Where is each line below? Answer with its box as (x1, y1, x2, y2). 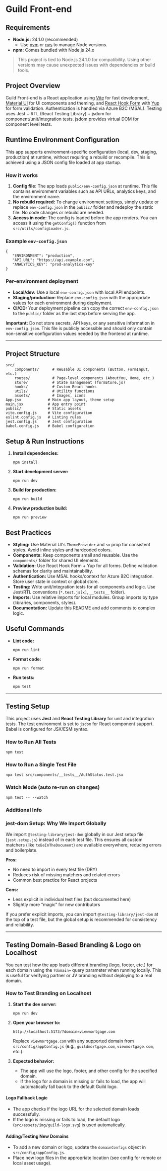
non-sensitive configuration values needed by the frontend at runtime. (5, 331, 149, 336)
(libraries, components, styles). (12, 599, 77, 605)
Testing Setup (5, 702, 50, 711)
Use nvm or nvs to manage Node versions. (20, 42, 108, 48)
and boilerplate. (5, 847, 38, 853)
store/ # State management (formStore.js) (14, 380, 126, 385)
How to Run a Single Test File (5, 761, 77, 768)
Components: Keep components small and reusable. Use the (12, 552, 138, 558)
